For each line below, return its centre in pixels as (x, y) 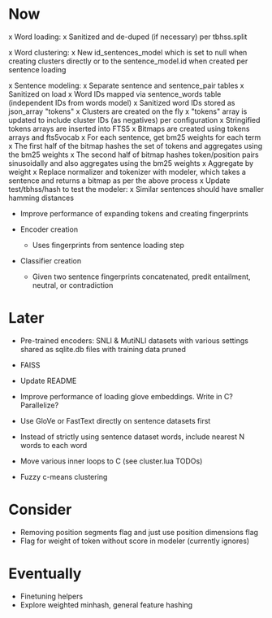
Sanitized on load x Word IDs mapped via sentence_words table (115, 94)
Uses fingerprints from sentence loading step (108, 245)
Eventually (45, 573)
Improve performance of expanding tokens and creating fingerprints (134, 213)
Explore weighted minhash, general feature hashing (106, 605)
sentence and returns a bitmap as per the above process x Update (119, 181)
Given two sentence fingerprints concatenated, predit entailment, (141, 276)
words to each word (54, 445)
